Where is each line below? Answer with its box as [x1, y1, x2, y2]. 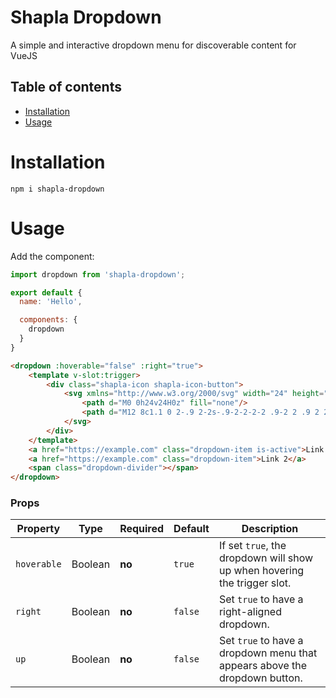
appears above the [218, 659, 308, 673]
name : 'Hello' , [19, 297, 83, 307]
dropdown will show [218, 551, 314, 565]
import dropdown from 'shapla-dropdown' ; [10, 269, 186, 280]
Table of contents [10, 79, 122, 96]
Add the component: [10, 250, 95, 262]
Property [16, 522, 61, 536]
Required [119, 522, 165, 536]
